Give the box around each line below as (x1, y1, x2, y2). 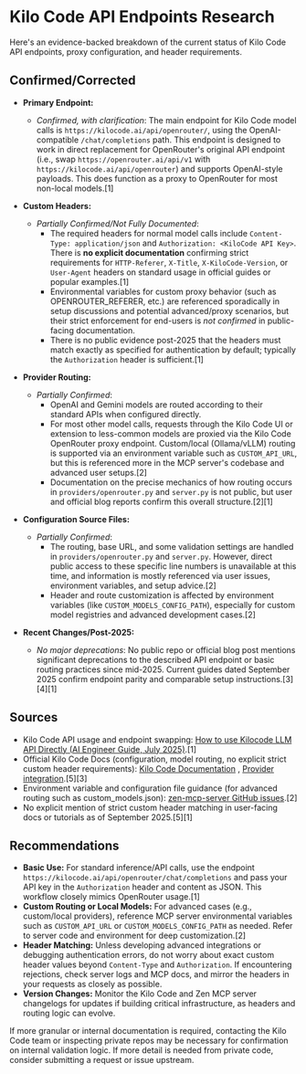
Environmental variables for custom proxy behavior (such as (49, 286, 277, 297)
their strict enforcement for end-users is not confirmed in (49, 315, 266, 326)
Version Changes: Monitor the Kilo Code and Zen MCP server (22, 988, 258, 999)
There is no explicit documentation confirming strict (49, 247, 249, 258)
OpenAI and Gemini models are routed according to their (49, 399, 263, 410)
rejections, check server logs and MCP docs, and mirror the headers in (22, 969, 290, 980)
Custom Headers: (22, 200, 91, 211)
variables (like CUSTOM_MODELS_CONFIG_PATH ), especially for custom (49, 599, 295, 610)
